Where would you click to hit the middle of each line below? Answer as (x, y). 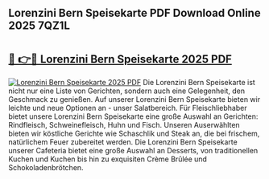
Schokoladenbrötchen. (46, 167)
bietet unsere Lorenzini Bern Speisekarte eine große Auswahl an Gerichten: (133, 116)
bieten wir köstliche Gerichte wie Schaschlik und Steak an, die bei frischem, (134, 133)
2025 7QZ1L (39, 26)
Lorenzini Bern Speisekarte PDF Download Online (134, 13)
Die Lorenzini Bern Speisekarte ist (199, 82)
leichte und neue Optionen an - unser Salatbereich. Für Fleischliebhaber (128, 108)
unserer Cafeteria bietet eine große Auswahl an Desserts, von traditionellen (133, 151)
